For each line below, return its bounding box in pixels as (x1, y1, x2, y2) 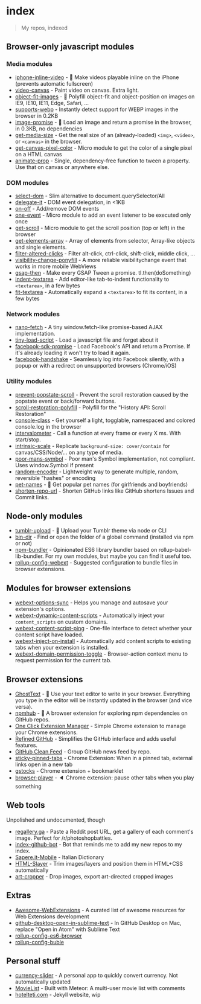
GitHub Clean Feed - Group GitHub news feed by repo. (14, 747, 152, 755)
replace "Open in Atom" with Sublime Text (14, 926, 120, 933)
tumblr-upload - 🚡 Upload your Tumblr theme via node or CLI (14, 527, 167, 534)
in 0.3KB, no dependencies (14, 125, 83, 132)
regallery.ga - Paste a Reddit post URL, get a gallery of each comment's (14, 828, 194, 835)
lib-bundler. (14, 552, 44, 560)
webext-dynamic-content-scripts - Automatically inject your (14, 612, 165, 619)
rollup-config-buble (14, 938, 65, 945)
